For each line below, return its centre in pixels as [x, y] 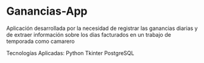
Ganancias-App [47, 11]
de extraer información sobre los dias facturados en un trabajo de [89, 34]
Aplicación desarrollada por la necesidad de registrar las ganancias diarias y [102, 28]
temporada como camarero [40, 41]
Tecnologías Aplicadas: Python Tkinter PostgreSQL [70, 53]
